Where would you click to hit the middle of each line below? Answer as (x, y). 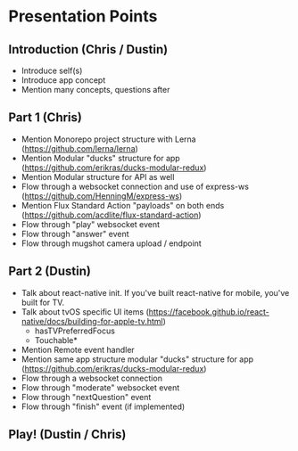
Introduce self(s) (52, 70)
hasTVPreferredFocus (74, 331)
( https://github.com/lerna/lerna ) (80, 148)
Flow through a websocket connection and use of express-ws (135, 186)
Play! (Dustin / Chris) (67, 435)
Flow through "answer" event (75, 234)
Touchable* (56, 340)
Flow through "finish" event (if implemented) (103, 406)
